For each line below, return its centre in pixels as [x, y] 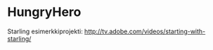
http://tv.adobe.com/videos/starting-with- [145, 31]
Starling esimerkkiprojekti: [45, 31]
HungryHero [44, 12]
